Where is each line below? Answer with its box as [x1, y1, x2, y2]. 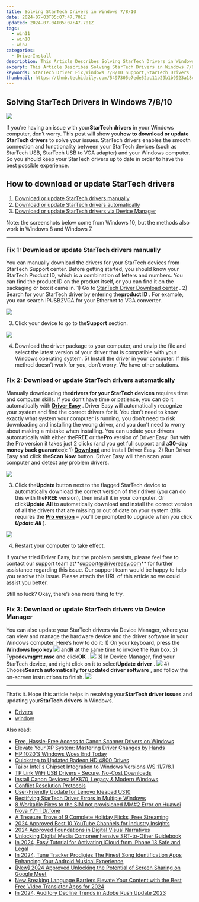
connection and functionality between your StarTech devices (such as [6, 143, 177, 150]
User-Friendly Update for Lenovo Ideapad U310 [14, 788, 131, 795]
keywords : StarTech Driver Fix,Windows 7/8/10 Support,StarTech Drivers [6, 70, 190, 75]
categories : [6, 48, 36, 53]
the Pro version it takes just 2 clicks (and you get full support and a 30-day [6, 440, 188, 447]
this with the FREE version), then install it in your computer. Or [14, 494, 165, 502]
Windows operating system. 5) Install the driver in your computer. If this [14, 355, 190, 362]
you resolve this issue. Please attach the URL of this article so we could [6, 573, 181, 580]
